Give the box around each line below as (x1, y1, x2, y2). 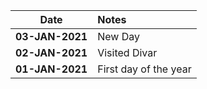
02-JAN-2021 (15, 46, 88, 59)
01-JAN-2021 (15, 62, 88, 76)
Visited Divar (97, 46, 158, 59)
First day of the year (97, 62, 192, 76)
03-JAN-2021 (15, 30, 88, 43)
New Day (97, 30, 140, 43)
